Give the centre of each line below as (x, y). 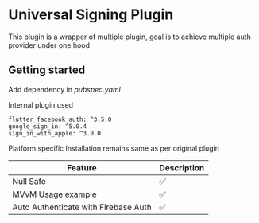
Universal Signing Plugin (91, 15)
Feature (82, 167)
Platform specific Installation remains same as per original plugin (114, 148)
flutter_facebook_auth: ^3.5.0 (60, 119)
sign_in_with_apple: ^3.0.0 (55, 133)
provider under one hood (49, 45)
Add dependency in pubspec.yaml (64, 89)
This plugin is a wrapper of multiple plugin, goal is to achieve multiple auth (130, 37)
